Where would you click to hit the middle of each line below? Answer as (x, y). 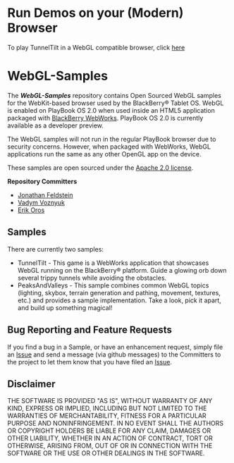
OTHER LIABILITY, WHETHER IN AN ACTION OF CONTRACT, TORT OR (110, 438)
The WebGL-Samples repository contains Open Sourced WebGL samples (115, 95)
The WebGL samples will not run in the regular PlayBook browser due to (112, 139)
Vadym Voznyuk (41, 202)
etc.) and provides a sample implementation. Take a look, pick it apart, (119, 300)
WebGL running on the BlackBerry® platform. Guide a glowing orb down (122, 270)
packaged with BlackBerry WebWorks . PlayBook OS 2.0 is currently (105, 118)
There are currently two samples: (56, 249)
